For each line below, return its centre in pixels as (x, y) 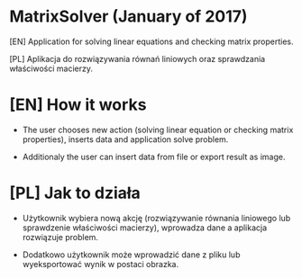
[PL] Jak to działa (75, 193)
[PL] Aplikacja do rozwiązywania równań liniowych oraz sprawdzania (137, 58)
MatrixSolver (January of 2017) (128, 17)
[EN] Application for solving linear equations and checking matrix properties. (152, 41)
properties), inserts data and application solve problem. (125, 139)
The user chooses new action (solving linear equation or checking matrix (158, 130)
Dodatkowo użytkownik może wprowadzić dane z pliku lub (131, 255)
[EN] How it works (78, 105)
